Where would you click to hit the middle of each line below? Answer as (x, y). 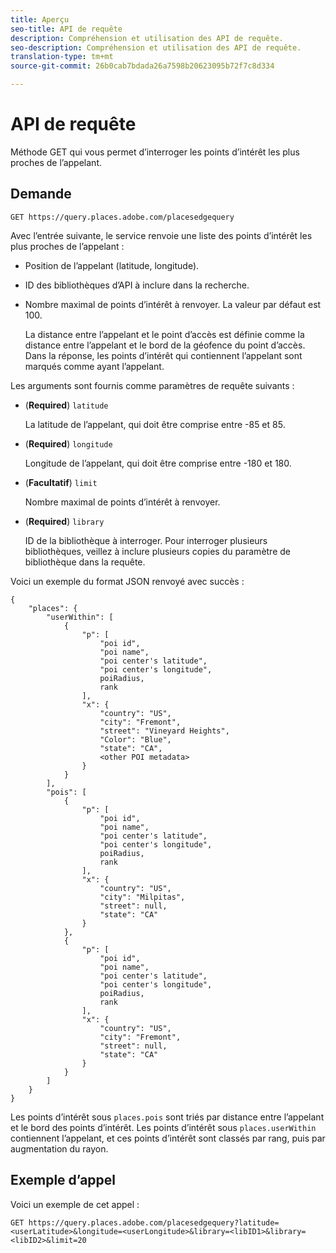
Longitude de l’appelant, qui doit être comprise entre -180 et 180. (158, 463)
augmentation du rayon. (59, 1148)
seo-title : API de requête (66, 29)
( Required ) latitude (66, 405)
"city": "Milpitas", (142, 897)
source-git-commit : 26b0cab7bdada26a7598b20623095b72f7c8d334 (142, 66)
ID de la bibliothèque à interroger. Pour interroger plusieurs (146, 540)
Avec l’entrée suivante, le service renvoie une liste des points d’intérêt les (161, 235)
